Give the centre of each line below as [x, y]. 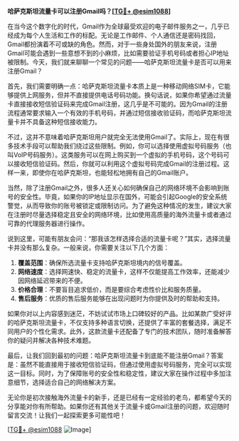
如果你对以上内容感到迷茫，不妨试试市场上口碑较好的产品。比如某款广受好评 [119, 314]
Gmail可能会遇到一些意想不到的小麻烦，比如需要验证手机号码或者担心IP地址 [118, 53]
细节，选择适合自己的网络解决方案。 [66, 382]
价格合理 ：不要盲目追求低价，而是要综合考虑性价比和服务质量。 [111, 289]
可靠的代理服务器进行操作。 [48, 223]
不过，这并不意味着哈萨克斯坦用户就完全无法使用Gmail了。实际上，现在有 [116, 137]
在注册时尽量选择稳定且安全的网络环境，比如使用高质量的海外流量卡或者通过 [119, 214]
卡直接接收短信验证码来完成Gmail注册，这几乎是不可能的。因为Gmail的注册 [117, 104]
